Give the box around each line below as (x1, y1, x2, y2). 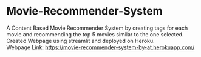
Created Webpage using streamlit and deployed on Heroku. (6, 37, 155, 44)
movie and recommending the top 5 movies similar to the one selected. (6, 30, 184, 38)
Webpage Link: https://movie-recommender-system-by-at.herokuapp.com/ (6, 44, 195, 51)
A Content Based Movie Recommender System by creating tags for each (6, 24, 188, 32)
